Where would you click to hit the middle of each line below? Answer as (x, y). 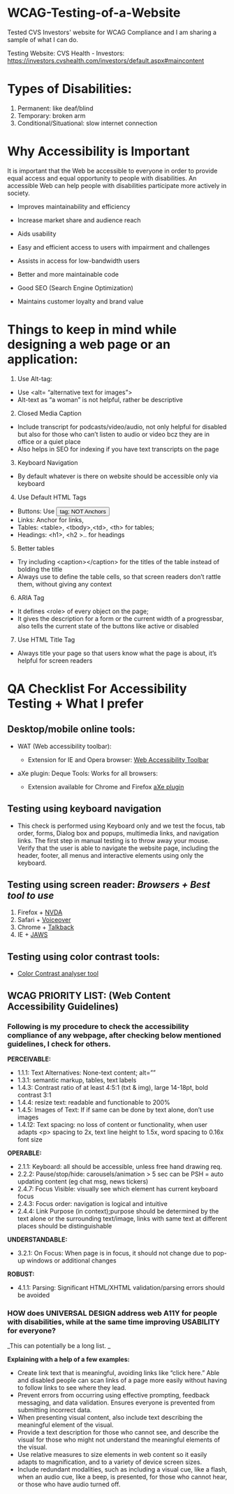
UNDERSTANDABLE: (37, 1240)
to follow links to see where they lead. (72, 1388)
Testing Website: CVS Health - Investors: (66, 53)
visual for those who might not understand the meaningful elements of (118, 1440)
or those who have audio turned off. (69, 1484)
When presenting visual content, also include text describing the (110, 1418)
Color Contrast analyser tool (58, 974)
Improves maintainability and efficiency (74, 206)
